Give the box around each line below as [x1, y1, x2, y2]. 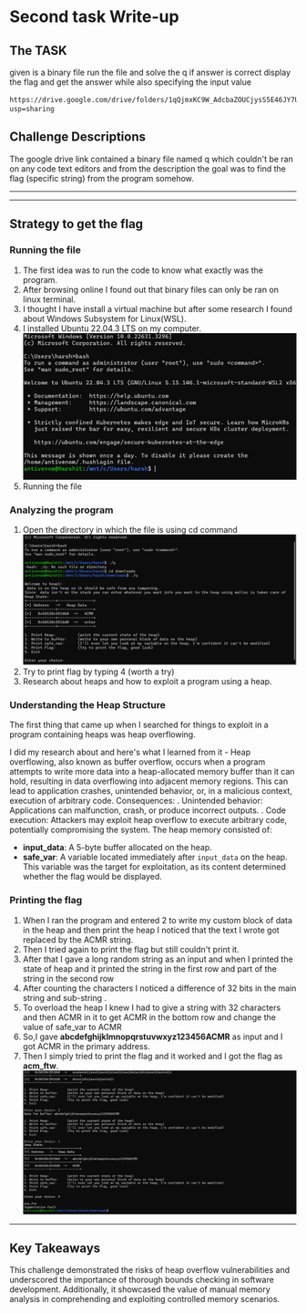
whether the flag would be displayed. [22, 871, 162, 882]
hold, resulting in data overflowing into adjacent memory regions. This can [9, 776, 289, 787]
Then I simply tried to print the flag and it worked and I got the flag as [22, 1050, 283, 1061]
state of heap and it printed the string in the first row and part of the [22, 963, 278, 974]
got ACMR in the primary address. [22, 1040, 150, 1051]
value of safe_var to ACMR [22, 1021, 122, 1032]
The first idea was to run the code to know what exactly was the [22, 265, 264, 276]
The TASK [9, 43, 67, 58]
